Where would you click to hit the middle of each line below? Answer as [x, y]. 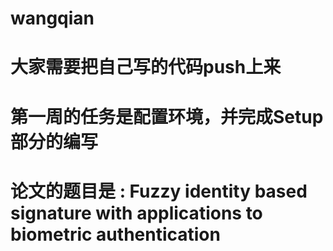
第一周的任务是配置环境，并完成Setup [167, 116]
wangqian [52, 18]
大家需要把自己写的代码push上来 [146, 67]
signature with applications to [136, 213]
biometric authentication [115, 234]
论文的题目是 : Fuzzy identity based [159, 191]
